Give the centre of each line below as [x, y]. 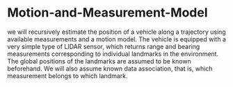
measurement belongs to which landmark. [67, 76]
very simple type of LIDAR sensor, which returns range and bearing [104, 46]
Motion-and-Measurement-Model [107, 13]
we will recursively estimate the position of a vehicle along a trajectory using [116, 32]
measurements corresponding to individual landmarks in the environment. [113, 54]
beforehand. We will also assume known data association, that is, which [110, 68]
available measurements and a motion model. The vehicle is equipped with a [116, 39]
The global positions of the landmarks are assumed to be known [99, 61]
